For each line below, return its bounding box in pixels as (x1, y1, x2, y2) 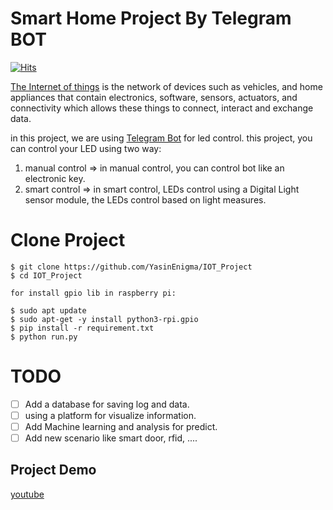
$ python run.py (10, 332, 78, 342)
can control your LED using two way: (10, 142, 162, 154)
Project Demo (10, 462, 97, 479)
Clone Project (10, 229, 126, 252)
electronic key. (24, 172, 86, 184)
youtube (10, 488, 45, 500)
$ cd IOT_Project (10, 270, 83, 281)
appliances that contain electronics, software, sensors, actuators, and (10, 91, 298, 103)
